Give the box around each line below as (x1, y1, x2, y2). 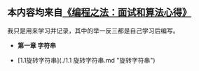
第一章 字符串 (17, 41, 57, 49)
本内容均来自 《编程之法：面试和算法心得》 (7, 6, 191, 19)
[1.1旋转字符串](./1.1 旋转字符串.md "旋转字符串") (17, 56, 156, 64)
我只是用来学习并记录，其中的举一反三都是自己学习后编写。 (7, 26, 179, 35)
